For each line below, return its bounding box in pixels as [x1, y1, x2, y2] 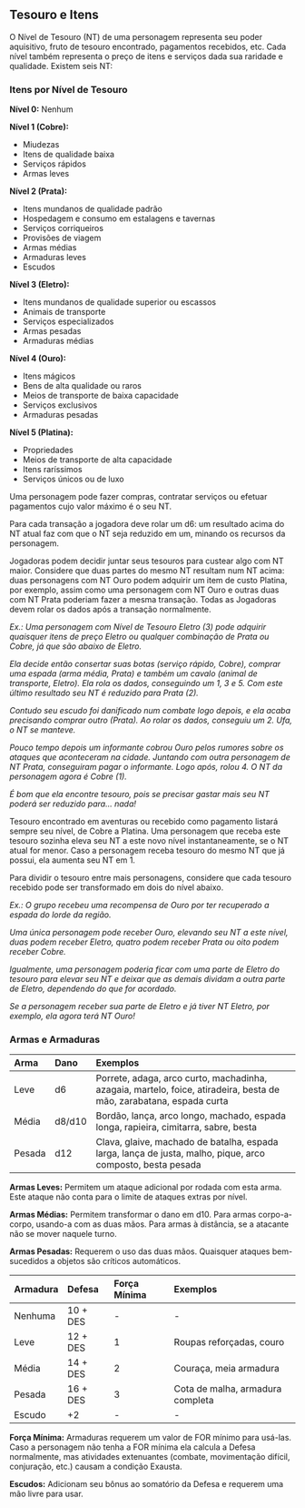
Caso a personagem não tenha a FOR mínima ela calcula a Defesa [9, 1442, 256, 1452]
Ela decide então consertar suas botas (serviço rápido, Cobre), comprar [9, 659, 281, 670]
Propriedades [22, 445, 74, 456]
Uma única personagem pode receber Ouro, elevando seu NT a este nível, [9, 927, 289, 938]
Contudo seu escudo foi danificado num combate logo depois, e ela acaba [9, 705, 291, 716]
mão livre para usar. [9, 1488, 84, 1500]
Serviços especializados [22, 316, 114, 327]
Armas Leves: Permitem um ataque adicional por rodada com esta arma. [9, 1182, 282, 1193]
